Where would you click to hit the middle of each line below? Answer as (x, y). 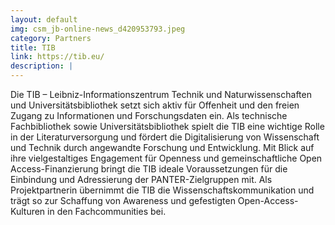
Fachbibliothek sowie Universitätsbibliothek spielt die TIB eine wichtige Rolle (167, 126)
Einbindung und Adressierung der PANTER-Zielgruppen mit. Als (141, 179)
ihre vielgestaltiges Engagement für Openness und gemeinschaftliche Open (166, 158)
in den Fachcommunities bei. (107, 211)
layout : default (44, 19)
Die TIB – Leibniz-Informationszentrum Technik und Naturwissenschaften (161, 94)
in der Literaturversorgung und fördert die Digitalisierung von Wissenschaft (165, 137)
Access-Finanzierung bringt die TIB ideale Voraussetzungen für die (149, 169)
